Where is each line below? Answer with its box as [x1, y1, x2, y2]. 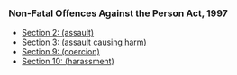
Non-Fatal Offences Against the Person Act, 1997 [8, 7, 229, 20]
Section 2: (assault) [21, 28, 95, 38]
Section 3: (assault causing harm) [21, 37, 147, 47]
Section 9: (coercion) [21, 46, 100, 57]
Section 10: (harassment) [21, 56, 114, 67]
